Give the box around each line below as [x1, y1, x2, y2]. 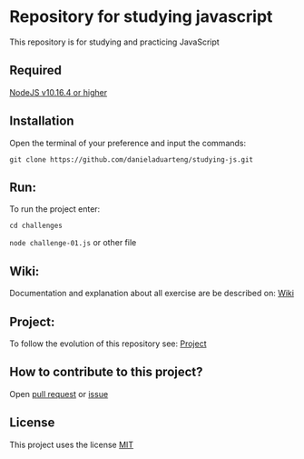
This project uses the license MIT [9, 439, 134, 450]
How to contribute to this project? [9, 364, 203, 380]
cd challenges [9, 221, 64, 231]
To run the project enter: [9, 204, 101, 215]
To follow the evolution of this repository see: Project [9, 338, 207, 349]
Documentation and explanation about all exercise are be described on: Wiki [9, 288, 295, 299]
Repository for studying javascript [9, 6, 273, 27]
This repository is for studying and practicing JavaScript [9, 36, 220, 47]
